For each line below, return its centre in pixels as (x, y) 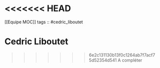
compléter (132, 60)
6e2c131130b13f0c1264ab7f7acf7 (122, 55)
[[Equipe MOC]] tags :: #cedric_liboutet (44, 22)
